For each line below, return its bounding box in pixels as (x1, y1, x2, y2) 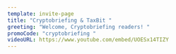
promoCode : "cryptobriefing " (7, 29, 97, 37)
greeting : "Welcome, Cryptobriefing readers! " (7, 23, 151, 30)
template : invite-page (7, 10, 74, 18)
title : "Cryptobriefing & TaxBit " (7, 17, 112, 24)
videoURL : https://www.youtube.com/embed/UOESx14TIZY (7, 36, 170, 43)
